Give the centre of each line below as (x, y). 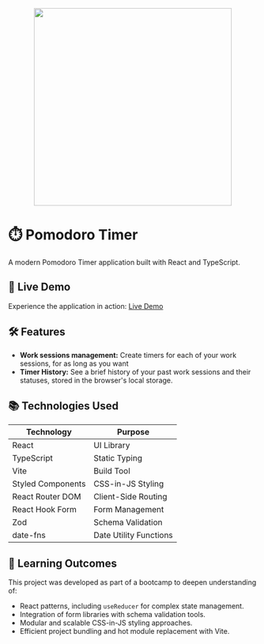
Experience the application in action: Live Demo (86, 306)
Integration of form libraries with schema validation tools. (112, 615)
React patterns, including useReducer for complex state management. (132, 606)
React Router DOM (47, 497)
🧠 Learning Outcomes (62, 563)
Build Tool (112, 471)
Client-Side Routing (130, 497)
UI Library (112, 446)
